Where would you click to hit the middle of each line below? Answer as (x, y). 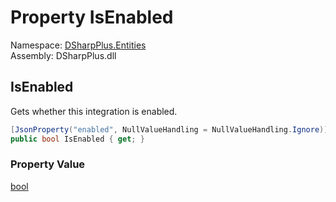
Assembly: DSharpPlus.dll (63, 55)
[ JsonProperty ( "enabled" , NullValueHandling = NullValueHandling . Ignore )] (169, 129)
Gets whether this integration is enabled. (94, 111)
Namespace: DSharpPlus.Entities (78, 45)
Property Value (48, 164)
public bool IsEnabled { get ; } (77, 139)
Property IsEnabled (92, 17)
